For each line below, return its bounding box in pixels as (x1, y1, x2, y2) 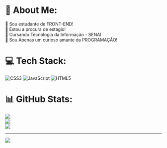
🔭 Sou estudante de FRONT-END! (5, 21, 74, 27)
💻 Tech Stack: (5, 55, 67, 67)
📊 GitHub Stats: (5, 94, 73, 105)
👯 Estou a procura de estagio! (5, 26, 66, 32)
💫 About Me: (5, 4, 58, 16)
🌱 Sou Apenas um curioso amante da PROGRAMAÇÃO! (5, 37, 118, 43)
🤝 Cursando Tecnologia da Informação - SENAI (5, 31, 101, 37)
